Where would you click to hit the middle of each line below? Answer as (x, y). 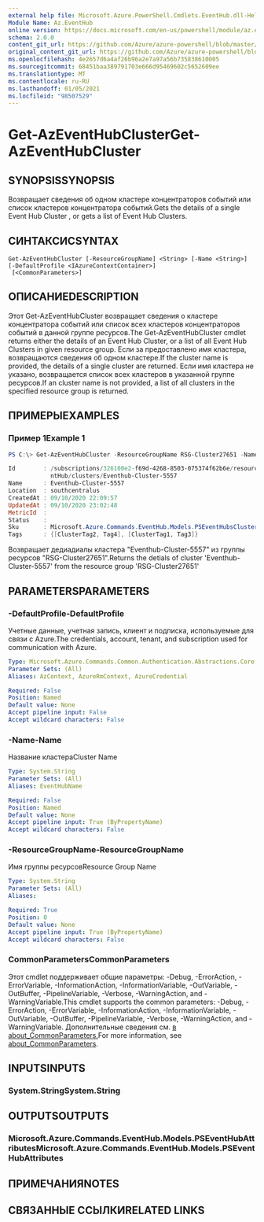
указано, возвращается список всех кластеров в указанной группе (121, 374)
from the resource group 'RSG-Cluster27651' (127, 567)
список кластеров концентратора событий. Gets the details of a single (124, 208)
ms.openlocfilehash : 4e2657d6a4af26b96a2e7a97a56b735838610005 (114, 60)
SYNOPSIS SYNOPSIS (62, 181)
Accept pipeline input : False (58, 713)
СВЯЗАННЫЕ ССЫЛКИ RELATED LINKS (106, 1211)
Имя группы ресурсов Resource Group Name (82, 867)
